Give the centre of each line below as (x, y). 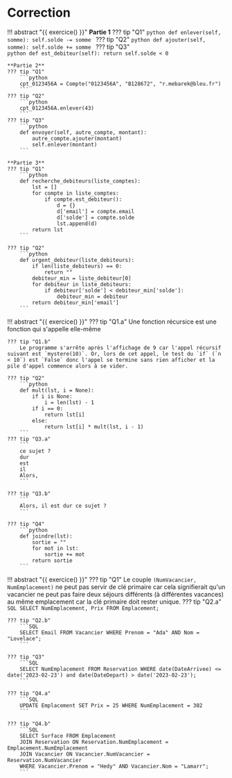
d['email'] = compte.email (96, 211)
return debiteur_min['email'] (75, 303)
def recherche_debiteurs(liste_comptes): (80, 181)
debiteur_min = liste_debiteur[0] (82, 278)
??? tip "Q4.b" (29, 724)
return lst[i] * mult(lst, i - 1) (94, 427)
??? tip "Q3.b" (29, 494)
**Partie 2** (26, 65)
